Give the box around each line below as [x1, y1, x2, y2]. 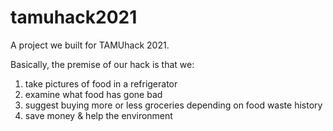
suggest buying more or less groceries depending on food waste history [24, 99, 323, 111]
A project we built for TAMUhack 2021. [10, 39, 170, 51]
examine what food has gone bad [24, 88, 163, 100]
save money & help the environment [24, 109, 173, 121]
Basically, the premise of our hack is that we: [10, 58, 195, 70]
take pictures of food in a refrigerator [24, 77, 178, 90]
